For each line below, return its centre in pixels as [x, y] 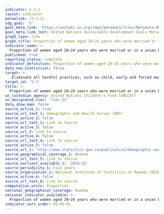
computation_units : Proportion [37, 186]
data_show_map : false [27, 105]
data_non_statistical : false [35, 69]
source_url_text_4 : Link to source [41, 141]
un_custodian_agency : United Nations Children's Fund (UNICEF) [71, 95]
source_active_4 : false [29, 136]
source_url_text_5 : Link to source [41, 159]
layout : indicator [24, 14]
